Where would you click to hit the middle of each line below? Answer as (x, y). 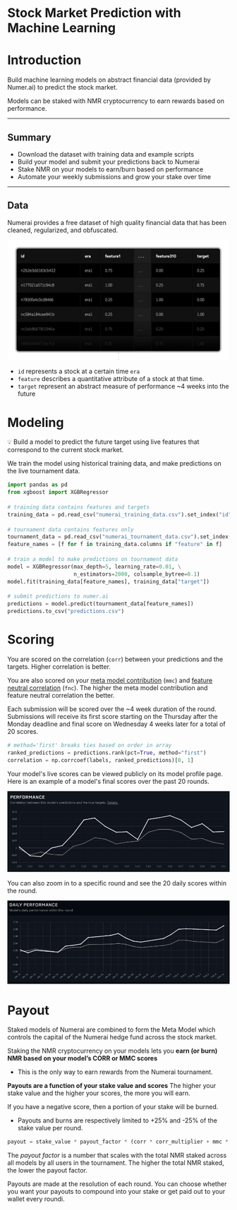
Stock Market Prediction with (94, 13)
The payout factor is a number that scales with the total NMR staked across (117, 1156)
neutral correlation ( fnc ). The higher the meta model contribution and (108, 688)
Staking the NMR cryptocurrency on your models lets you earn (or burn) (113, 1051)
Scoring (31, 640)
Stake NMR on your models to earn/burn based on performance (110, 169)
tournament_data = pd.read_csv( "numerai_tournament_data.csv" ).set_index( (120, 537)
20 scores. (23, 732)
